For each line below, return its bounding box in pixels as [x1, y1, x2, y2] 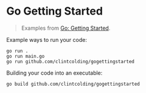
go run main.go [6, 53, 45, 59]
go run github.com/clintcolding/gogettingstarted [6, 58, 135, 64]
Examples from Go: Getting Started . [21, 24, 111, 32]
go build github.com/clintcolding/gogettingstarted [6, 81, 140, 87]
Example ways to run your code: [6, 36, 87, 43]
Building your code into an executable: [6, 69, 103, 77]
